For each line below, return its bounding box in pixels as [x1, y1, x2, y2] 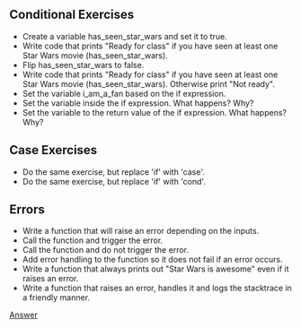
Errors [9, 202, 45, 218]
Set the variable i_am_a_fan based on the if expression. [22, 88, 226, 99]
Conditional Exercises [9, 7, 135, 22]
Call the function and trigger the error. [22, 235, 164, 246]
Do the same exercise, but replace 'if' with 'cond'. [22, 176, 207, 186]
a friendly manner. [22, 292, 91, 303]
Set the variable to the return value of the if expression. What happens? [22, 107, 288, 117]
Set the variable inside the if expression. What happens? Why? [22, 98, 254, 108]
